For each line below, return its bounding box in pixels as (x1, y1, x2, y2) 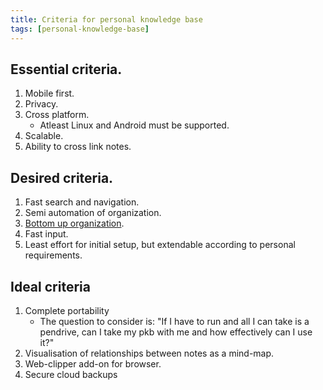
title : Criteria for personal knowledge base (10, 14, 203, 25)
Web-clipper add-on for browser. (24, 357, 162, 370)
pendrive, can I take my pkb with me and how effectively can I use (39, 326, 313, 338)
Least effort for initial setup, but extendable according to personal (24, 239, 296, 251)
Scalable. (24, 130, 64, 142)
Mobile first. (24, 87, 75, 100)
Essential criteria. (10, 61, 123, 78)
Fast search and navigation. (24, 196, 140, 208)
